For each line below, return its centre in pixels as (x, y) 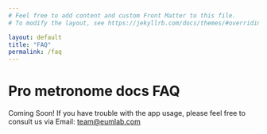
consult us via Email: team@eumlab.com (75, 122)
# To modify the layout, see (56, 23)
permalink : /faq (35, 52)
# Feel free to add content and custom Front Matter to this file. (122, 15)
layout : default (35, 37)
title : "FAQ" (30, 44)
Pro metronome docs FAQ (94, 91)
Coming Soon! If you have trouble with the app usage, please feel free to (127, 113)
